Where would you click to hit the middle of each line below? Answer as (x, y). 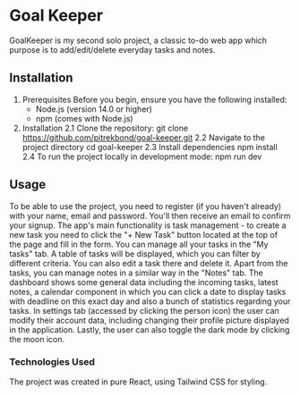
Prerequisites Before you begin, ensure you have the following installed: (154, 99)
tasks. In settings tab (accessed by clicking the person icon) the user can (144, 310)
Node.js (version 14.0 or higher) (94, 109)
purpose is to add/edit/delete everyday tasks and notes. (112, 49)
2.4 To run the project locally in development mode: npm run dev (142, 156)
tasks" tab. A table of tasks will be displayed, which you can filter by (135, 253)
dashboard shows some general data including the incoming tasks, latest (144, 282)
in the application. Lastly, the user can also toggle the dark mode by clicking (150, 329)
